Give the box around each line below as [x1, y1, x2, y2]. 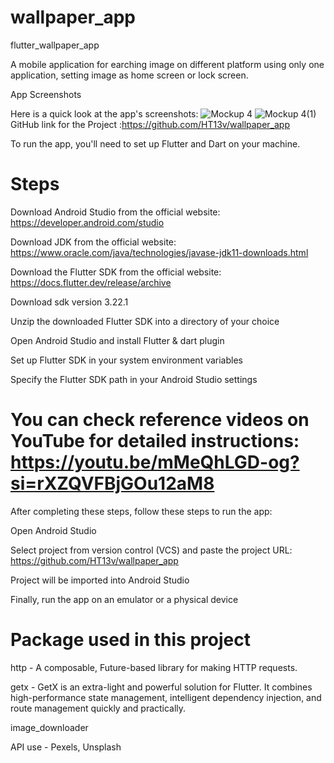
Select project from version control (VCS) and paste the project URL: [10, 544, 293, 556]
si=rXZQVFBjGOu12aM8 [10, 472, 215, 495]
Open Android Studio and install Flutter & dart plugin [10, 334, 225, 346]
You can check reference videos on [10, 409, 310, 431]
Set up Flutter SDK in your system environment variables [10, 354, 243, 366]
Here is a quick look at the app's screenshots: [10, 107, 199, 120]
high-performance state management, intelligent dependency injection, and [10, 691, 322, 703]
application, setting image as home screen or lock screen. [10, 69, 249, 81]
